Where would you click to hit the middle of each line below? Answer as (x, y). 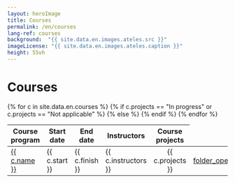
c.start (57, 160)
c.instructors (126, 160)
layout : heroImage (34, 14)
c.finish (87, 160)
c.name (23, 160)
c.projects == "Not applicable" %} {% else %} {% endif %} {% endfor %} (113, 114)
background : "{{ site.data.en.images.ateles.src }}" (87, 40)
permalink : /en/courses (42, 27)
